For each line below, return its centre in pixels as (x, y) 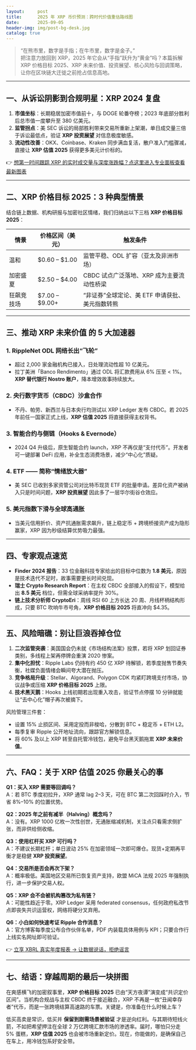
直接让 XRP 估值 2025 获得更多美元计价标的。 (70, 150)
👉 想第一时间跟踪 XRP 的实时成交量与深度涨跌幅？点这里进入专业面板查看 (96, 162)
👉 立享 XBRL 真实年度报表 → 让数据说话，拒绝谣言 (68, 949)
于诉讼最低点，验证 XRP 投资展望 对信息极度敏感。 (76, 135)
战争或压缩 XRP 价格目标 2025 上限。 (65, 685)
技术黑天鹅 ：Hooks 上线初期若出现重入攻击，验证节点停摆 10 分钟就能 (99, 692)
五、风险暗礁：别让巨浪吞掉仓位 (64, 633)
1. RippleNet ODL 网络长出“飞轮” (52, 351)
